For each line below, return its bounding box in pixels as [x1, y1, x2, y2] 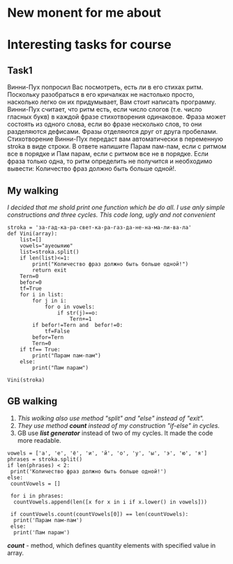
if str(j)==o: [57, 310, 98, 317]
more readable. [17, 436, 61, 444]
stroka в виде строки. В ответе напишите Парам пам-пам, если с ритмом [7, 142, 227, 151]
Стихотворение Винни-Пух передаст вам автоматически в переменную [7, 135, 223, 144]
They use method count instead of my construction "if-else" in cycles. [17, 421, 220, 429]
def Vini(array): [7, 230, 58, 237]
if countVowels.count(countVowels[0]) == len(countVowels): [10, 510, 189, 517]
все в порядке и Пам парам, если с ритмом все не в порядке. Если [7, 150, 209, 158]
